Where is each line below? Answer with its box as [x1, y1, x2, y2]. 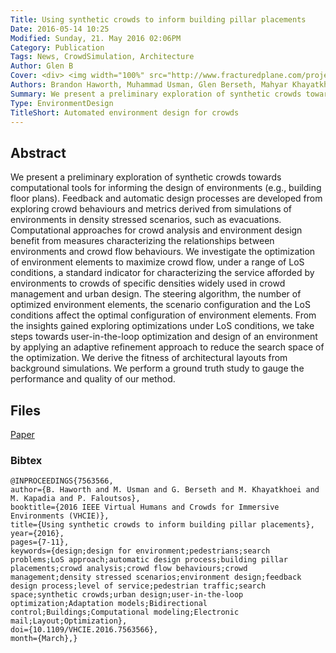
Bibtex [10, 453, 43, 467]
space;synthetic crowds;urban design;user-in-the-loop [10, 590, 244, 600]
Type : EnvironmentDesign [10, 98, 114, 108]
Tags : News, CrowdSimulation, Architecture [10, 52, 195, 62]
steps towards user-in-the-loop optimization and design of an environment [10, 331, 318, 343]
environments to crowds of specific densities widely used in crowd [10, 277, 286, 290]
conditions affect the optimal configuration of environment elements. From [10, 309, 317, 321]
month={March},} [10, 634, 78, 644]
